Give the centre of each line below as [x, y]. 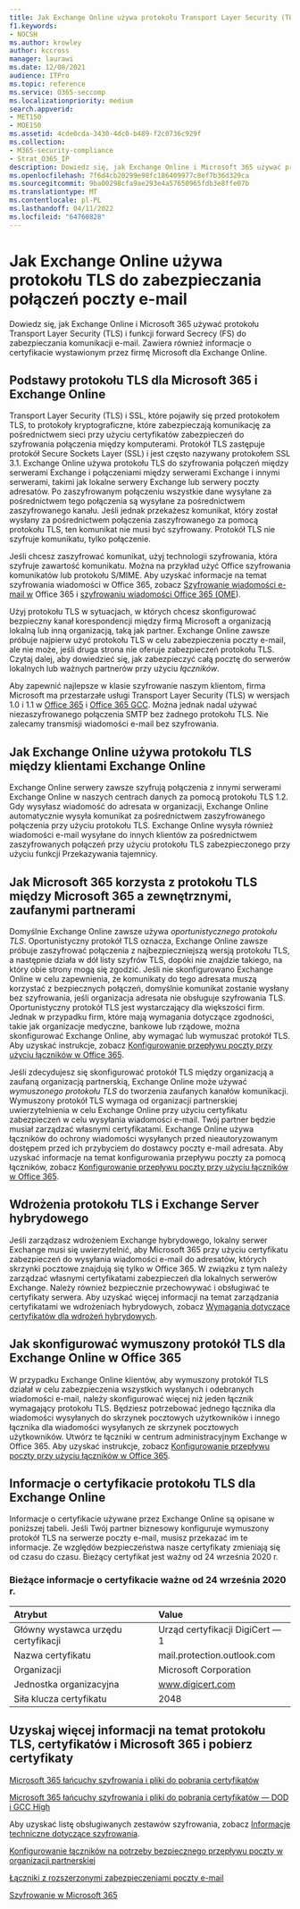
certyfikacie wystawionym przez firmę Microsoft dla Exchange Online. [138, 352]
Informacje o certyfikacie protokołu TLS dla [133, 1484]
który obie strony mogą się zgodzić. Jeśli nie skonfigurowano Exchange [142, 969]
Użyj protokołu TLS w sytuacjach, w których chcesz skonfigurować [133, 612]
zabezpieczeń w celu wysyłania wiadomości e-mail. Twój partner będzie [142, 1119]
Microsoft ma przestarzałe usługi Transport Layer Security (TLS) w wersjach [150, 695]
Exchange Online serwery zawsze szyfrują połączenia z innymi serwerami [145, 788]
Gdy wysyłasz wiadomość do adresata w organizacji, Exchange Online [139, 807]
